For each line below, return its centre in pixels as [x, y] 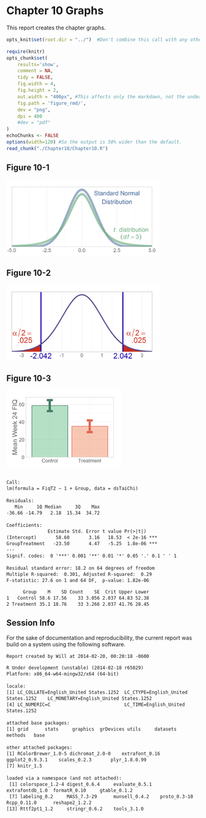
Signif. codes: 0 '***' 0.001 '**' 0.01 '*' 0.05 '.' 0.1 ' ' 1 [91, 556]
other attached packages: [39, 747]
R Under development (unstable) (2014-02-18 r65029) [75, 668]
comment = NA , [35, 71]
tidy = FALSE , [35, 77]
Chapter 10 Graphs [55, 11]
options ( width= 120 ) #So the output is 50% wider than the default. [94, 142]
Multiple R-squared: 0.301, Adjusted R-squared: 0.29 [79, 575]
